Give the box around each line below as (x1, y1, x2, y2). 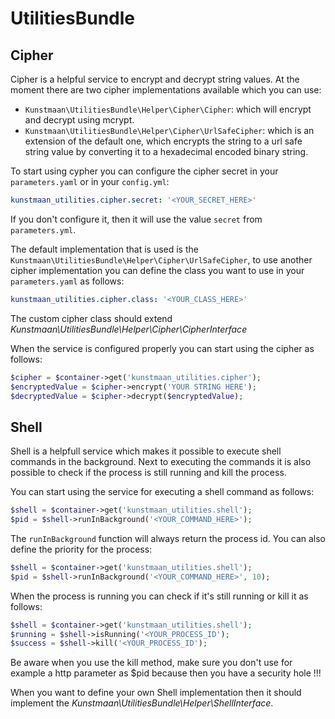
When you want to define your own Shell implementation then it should (10, 687, 302, 699)
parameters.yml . (10, 223, 77, 236)
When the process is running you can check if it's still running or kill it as (10, 590, 309, 602)
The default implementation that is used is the (10, 243, 199, 255)
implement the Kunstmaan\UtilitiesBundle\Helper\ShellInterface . (10, 697, 274, 709)
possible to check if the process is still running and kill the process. (10, 467, 287, 479)
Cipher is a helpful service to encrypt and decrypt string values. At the (10, 73, 300, 85)
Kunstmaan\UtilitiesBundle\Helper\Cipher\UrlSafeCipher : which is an (24, 125, 315, 136)
